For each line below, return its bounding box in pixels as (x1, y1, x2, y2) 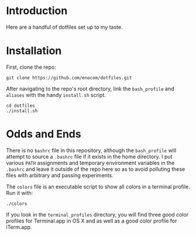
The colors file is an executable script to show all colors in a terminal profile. (6, 183, 190, 190)
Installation (6, 44, 62, 58)
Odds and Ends (6, 127, 81, 141)
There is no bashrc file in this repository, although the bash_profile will (6, 147, 177, 154)
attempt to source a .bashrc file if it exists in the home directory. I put (6, 153, 173, 160)
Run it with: (6, 189, 33, 196)
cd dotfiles (6, 103, 35, 109)
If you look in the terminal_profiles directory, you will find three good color (6, 211, 189, 218)
